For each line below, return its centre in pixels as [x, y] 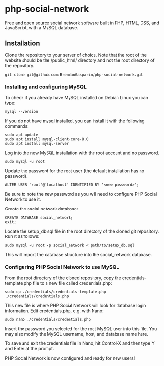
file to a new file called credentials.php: [72, 283]
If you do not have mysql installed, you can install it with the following [75, 121]
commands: [17, 126]
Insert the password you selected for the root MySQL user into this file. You [81, 329]
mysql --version [22, 112]
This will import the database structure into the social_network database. [79, 255]
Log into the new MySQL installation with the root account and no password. [82, 153]
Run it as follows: [22, 236]
